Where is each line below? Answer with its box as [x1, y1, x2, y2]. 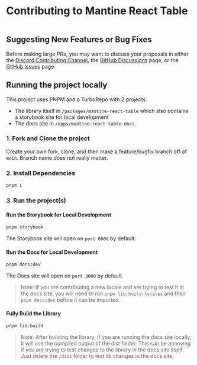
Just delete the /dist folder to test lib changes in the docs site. [20, 353, 175, 360]
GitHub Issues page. [6, 63, 56, 70]
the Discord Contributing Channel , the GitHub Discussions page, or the [6, 56, 179, 63]
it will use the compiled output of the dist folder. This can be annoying [20, 340, 191, 347]
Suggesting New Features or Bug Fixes [6, 34, 152, 45]
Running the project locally [6, 80, 108, 90]
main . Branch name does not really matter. [6, 154, 108, 161]
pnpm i [6, 182, 22, 189]
